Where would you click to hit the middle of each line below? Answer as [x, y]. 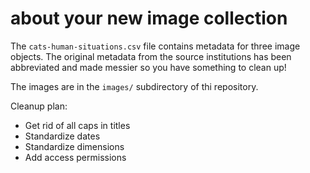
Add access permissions [75, 157]
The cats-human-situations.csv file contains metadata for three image [155, 46]
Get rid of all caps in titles [77, 125]
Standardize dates [62, 136]
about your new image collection [149, 18]
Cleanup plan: [39, 106]
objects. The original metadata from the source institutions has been [151, 56]
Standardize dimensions [74, 146]
